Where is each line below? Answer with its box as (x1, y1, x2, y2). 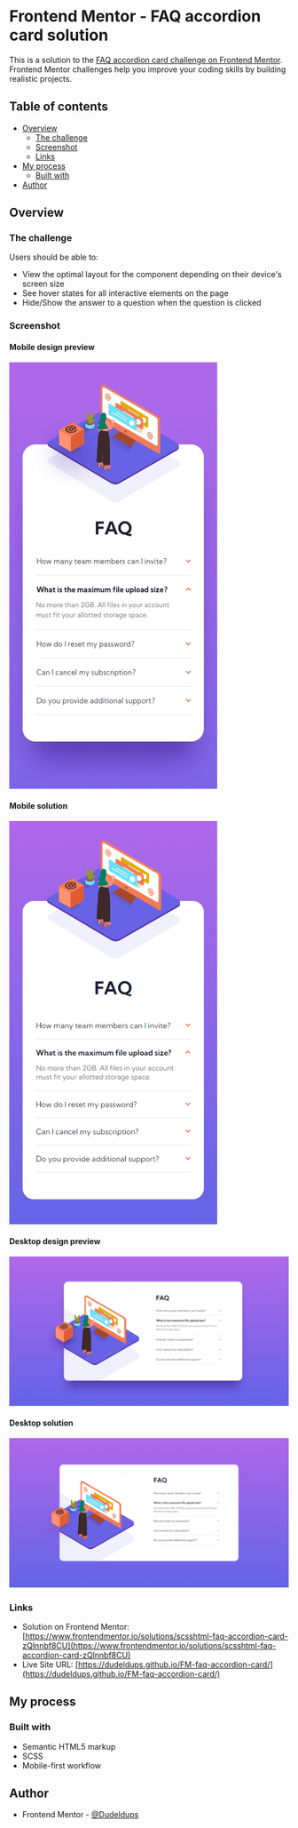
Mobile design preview (9, 341, 95, 352)
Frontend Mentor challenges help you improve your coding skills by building (9, 64, 286, 75)
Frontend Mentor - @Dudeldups (21, 1809, 139, 1820)
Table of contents (9, 100, 108, 115)
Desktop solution (9, 1417, 74, 1428)
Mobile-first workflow (21, 1760, 102, 1770)
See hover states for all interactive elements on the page (21, 288, 229, 299)
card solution (9, 25, 109, 45)
